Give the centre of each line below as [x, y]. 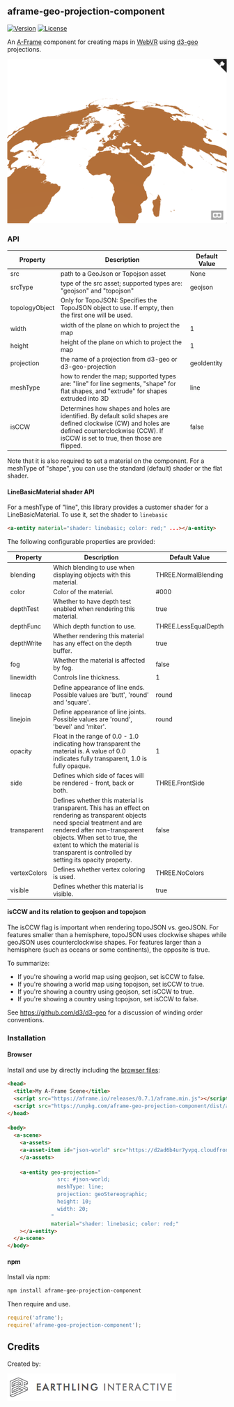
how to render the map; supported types [118, 376]
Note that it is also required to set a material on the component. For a [106, 461]
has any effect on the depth [93, 643]
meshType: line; [80, 1187]
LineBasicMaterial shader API [51, 492]
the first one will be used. [96, 315]
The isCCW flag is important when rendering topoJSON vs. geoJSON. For [113, 927]
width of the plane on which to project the [120, 325]
